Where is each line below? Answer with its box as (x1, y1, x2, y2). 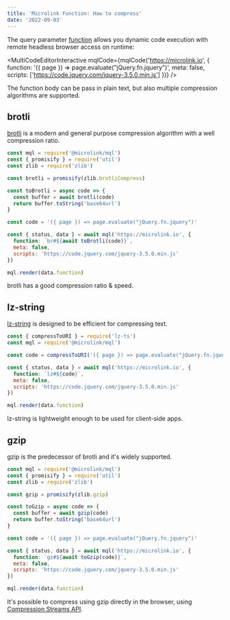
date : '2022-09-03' (7, 16, 63, 23)
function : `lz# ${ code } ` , (13, 370, 84, 378)
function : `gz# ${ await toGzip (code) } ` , (13, 553, 127, 560)
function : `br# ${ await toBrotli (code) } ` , (13, 238, 133, 244)
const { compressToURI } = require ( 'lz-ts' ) (7, 333, 136, 340)
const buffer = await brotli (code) (13, 194, 115, 200)
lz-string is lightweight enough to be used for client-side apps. (7, 415, 183, 423)
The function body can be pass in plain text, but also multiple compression (7, 84, 218, 92)
